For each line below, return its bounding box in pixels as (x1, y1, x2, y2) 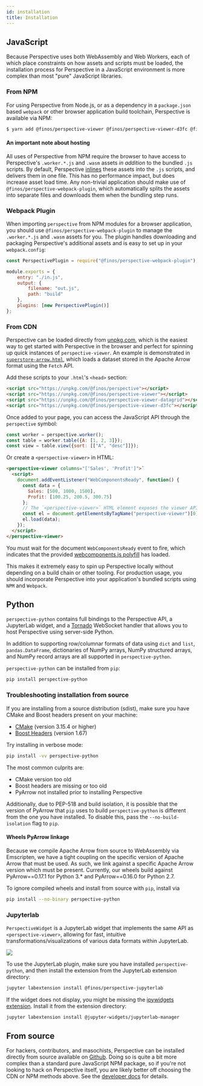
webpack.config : (6, 246, 47, 253)
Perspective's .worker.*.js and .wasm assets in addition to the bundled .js (6, 159, 193, 166)
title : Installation (6, 15, 59, 21)
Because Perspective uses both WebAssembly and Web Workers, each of (6, 53, 190, 61)
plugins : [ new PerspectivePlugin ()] (17, 303, 110, 309)
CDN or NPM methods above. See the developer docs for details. (6, 1073, 169, 1080)
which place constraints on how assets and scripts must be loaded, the (6, 59, 183, 67)
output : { (17, 280, 42, 286)
